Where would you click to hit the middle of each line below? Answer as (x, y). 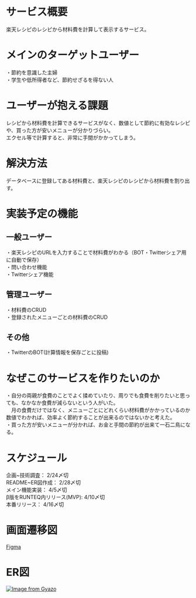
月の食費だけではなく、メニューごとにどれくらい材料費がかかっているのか (101, 410)
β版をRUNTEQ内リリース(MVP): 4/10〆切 (56, 497)
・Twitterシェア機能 (30, 274)
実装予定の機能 (42, 214)
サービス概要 (37, 12)
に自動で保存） (24, 260)
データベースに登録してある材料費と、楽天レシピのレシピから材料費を (90, 181)
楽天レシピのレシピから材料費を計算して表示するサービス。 (78, 29)
